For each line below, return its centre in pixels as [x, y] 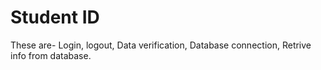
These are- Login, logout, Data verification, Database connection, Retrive [161, 45]
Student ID [55, 17]
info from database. [51, 55]
